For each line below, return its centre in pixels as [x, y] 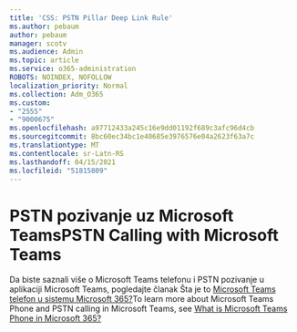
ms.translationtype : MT [55, 145]
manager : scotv [38, 43]
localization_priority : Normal [69, 86]
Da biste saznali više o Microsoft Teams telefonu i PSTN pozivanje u [137, 280]
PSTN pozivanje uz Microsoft [122, 216]
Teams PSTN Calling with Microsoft [144, 235]
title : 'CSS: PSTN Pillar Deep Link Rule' [91, 18]
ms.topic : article [44, 60]
